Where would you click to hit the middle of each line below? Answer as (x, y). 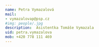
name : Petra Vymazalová (30, 10)
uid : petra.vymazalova (28, 32)
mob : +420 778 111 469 (28, 37)
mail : (11, 14)
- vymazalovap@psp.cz (27, 19)
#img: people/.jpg (24, 23)
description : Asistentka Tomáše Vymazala (49, 28)
